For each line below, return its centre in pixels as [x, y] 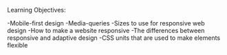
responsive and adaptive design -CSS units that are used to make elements [114, 38]
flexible [18, 45]
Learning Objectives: [37, 10]
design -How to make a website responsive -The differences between [106, 31]
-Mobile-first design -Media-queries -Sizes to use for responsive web [106, 23]
